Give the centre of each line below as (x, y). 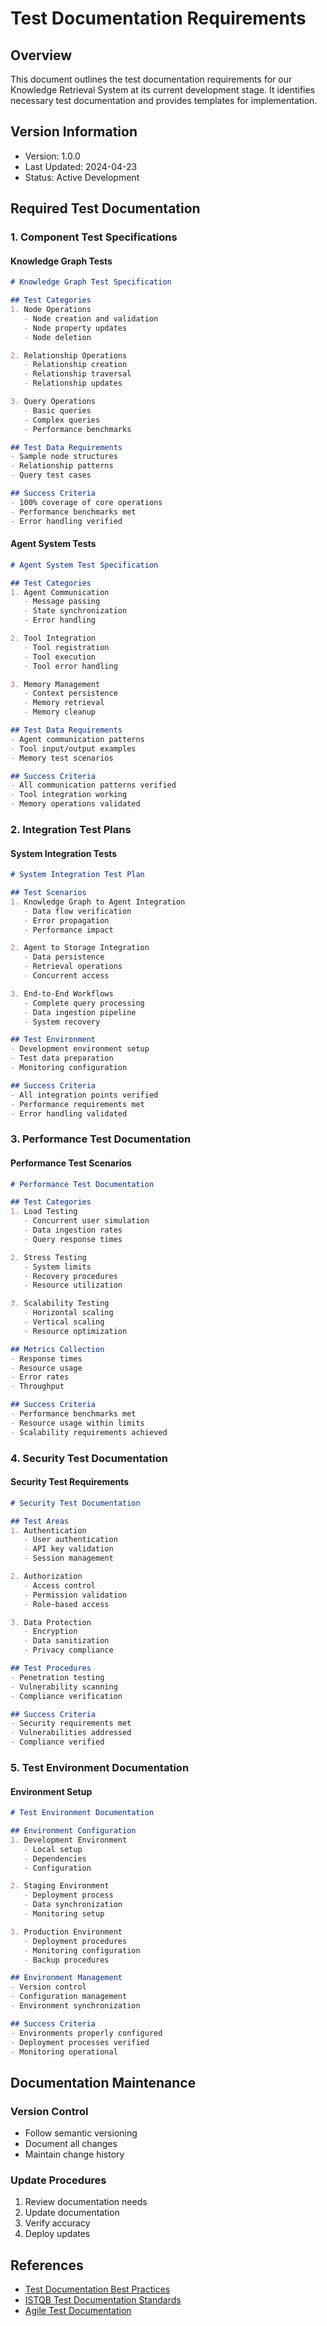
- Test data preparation (62, 1058)
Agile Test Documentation (78, 2311)
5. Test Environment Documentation (100, 1767)
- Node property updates (75, 328)
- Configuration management (69, 1997)
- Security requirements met (71, 1723)
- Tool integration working (69, 795)
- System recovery (62, 1022)
